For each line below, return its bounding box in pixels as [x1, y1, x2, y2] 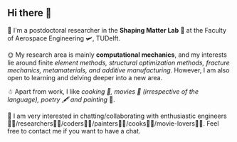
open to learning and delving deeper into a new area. [7, 73, 163, 82]
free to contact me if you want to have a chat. [7, 126, 141, 135]
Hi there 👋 [7, 7, 52, 19]
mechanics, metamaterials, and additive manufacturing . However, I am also [7, 65, 230, 75]
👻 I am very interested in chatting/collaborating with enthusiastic [7, 111, 196, 120]
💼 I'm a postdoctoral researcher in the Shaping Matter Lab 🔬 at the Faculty [7, 26, 226, 34]
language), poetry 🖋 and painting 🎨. [7, 95, 115, 104]
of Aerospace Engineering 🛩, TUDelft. [7, 33, 121, 43]
